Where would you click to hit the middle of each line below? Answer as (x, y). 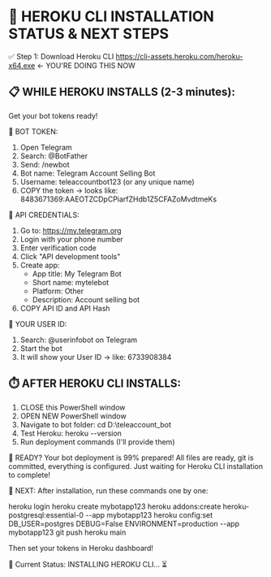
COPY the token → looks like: (69, 190)
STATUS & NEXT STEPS (88, 34)
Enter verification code (58, 248)
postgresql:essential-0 (46, 514)
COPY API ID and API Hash (65, 308)
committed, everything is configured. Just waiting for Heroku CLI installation (136, 466)
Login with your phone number (71, 239)
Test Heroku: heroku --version (71, 433)
